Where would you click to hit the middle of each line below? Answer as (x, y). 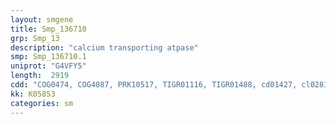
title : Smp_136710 (48, 29)
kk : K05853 (33, 94)
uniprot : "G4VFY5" (48, 66)
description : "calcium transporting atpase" (104, 47)
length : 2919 (40, 76)
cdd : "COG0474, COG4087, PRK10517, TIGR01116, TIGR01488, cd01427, (154, 85)
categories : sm (42, 103)
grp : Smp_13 (35, 38)
